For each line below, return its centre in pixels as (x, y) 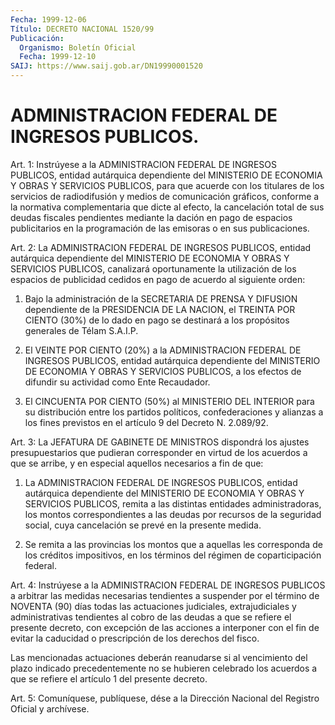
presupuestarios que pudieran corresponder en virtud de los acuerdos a (159, 452)
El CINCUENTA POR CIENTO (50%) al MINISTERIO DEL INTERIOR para (169, 401)
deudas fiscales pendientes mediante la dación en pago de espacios (151, 217)
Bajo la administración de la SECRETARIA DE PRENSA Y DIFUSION (161, 298)
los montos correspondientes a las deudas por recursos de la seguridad (173, 514)
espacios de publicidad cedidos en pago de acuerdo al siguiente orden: (158, 279)
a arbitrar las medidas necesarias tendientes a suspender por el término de (165, 595)
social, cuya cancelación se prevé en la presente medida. (143, 525)
